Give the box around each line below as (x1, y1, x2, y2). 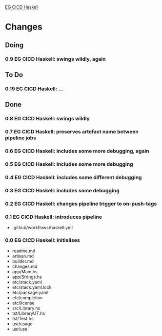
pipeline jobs (5, 134, 37, 141)
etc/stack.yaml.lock (12, 284, 52, 290)
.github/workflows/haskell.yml (12, 224, 73, 230)
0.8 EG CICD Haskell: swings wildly (5, 115, 90, 122)
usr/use (12, 326, 28, 332)
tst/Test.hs (12, 316, 34, 322)
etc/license (12, 300, 35, 306)
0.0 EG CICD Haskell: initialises (5, 236, 80, 243)
